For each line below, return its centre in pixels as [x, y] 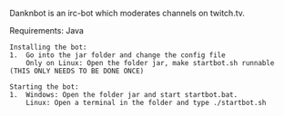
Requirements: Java [47, 30]
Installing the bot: [49, 47]
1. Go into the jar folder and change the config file [117, 55]
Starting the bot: [44, 87]
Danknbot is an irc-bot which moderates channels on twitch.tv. [127, 13]
